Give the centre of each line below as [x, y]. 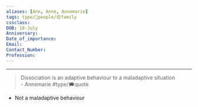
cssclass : [18, 22]
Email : [14, 45]
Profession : [21, 55]
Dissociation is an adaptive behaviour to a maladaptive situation [98, 78]
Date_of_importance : [32, 39]
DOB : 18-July [22, 28]
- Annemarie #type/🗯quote [55, 84]
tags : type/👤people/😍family [42, 17]
